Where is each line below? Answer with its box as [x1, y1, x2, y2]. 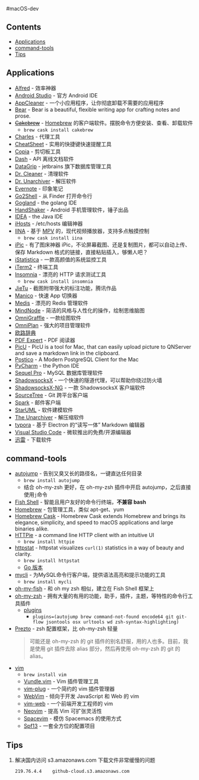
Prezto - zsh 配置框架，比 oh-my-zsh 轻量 [14, 625, 118, 632]
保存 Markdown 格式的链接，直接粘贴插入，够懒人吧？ [14, 248, 149, 255]
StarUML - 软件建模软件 [14, 406, 73, 413]
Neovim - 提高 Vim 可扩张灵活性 [23, 708, 102, 715]
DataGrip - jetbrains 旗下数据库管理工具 [14, 163, 112, 170]
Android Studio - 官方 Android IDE [14, 91, 98, 99]
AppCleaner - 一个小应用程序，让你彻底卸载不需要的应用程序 [14, 99, 165, 106]
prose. [14, 112, 31, 119]
